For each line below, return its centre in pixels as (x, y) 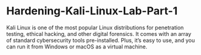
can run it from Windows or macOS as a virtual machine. (77, 47)
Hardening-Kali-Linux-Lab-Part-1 (92, 11)
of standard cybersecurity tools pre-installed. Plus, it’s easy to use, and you (101, 40)
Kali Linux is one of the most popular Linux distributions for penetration (95, 27)
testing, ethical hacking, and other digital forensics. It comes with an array (99, 33)
